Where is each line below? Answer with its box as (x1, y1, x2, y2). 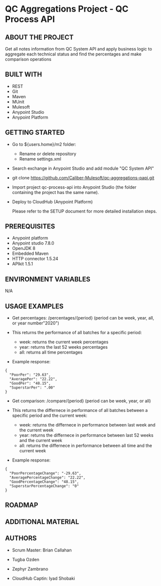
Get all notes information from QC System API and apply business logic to (5, 46, 152, 52)
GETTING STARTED (5, 128, 65, 137)
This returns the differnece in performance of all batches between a (12, 408, 148, 413)
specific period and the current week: (12, 412, 87, 419)
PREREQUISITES (5, 222, 55, 231)
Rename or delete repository (19, 151, 77, 157)
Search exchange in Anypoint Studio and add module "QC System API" (12, 165, 154, 171)
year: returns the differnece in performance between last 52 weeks (19, 432, 154, 438)
